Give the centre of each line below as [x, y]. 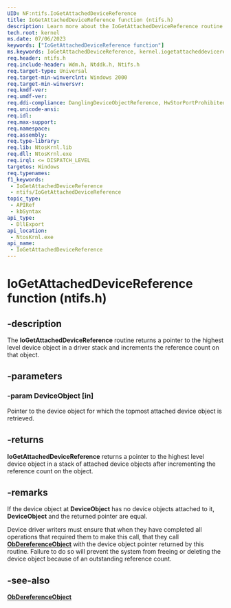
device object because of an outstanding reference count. [89, 559]
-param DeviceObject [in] [51, 396]
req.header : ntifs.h [37, 58]
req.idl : [20, 115]
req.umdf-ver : [27, 97]
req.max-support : [32, 122]
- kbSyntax [25, 212]
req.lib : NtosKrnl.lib [40, 148]
